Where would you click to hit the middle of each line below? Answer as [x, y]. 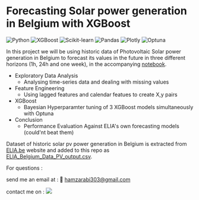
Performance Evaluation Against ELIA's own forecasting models [101, 126]
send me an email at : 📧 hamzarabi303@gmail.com [68, 179]
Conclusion [29, 119]
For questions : [24, 168]
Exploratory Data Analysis [46, 75]
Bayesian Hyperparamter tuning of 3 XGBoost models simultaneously [108, 107]
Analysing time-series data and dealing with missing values [96, 82]
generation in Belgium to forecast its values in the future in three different [96, 58]
